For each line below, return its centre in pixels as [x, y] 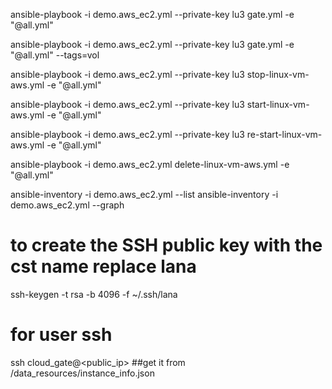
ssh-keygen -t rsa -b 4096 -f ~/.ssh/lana [94, 294]
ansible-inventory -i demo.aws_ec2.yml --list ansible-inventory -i [144, 194]
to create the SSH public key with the [166, 245]
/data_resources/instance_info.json [82, 373]
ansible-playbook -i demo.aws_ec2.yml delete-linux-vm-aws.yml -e [150, 164]
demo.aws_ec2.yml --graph [67, 205]
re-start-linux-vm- [284, 134]
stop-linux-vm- [278, 74]
